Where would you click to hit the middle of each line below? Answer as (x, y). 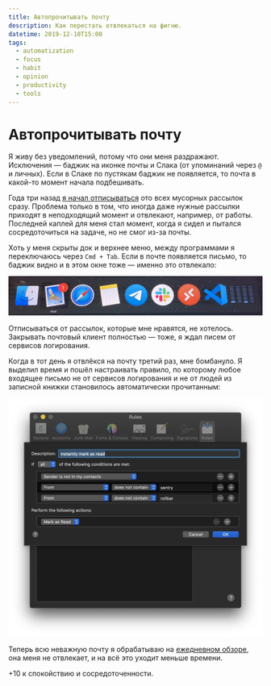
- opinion (32, 77)
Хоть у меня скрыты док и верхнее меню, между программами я (122, 248)
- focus (29, 60)
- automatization (45, 51)
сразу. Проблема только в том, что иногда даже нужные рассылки (124, 206)
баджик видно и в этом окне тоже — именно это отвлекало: (113, 265)
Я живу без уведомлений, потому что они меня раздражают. (114, 156)
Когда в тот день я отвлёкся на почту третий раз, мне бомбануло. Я (125, 361)
